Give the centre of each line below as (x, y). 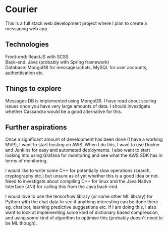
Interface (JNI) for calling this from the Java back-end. (62, 187)
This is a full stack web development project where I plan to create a (76, 23)
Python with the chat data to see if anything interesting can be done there (82, 202)
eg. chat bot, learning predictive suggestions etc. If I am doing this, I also (81, 207)
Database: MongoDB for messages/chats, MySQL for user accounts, (76, 67)
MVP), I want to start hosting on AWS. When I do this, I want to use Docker (83, 145)
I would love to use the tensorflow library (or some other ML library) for (79, 196)
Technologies (27, 45)
